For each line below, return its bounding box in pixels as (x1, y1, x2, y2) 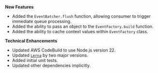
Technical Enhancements (5, 38, 57, 44)
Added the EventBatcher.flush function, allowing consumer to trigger (12, 13, 151, 19)
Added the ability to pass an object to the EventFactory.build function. (12, 24, 154, 29)
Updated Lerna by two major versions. (12, 52, 88, 58)
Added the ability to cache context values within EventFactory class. (12, 29, 149, 34)
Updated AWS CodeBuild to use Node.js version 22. (12, 48, 116, 53)
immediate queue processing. (12, 19, 72, 24)
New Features (5, 4, 34, 10)
